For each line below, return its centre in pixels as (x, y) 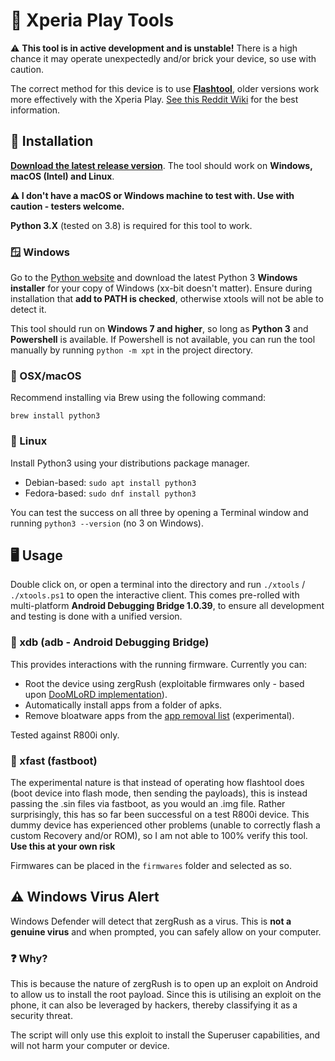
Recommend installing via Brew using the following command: (138, 398)
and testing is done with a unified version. (96, 616)
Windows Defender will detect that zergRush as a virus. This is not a (151, 921)
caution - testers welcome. (67, 206)
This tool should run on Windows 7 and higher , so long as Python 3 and (159, 329)
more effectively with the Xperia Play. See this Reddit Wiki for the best (154, 99)
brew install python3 (55, 416)
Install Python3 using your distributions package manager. (130, 463)
